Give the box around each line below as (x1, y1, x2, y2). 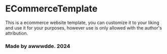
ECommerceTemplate (5, 3, 98, 14)
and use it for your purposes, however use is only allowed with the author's (5, 24, 162, 30)
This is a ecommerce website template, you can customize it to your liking (5, 19, 159, 25)
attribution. (5, 30, 28, 36)
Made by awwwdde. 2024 (5, 42, 71, 49)
